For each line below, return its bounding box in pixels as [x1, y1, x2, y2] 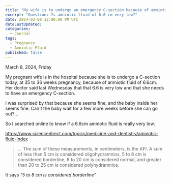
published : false [5, 50, 42, 55]
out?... [5, 110, 19, 117]
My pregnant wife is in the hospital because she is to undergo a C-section [5, 74, 160, 80]
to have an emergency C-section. [5, 90, 75, 96]
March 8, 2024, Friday [5, 64, 52, 70]
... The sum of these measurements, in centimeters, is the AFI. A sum [17, 145, 163, 151]
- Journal [10, 31, 31, 36]
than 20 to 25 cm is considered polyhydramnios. [17, 162, 120, 168]
